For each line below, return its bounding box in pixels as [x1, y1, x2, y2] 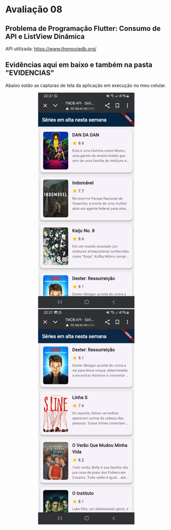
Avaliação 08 [5, 4, 63, 15]
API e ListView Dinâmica [5, 32, 85, 41]
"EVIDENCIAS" [5, 68, 54, 78]
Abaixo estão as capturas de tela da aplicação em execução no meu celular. [5, 82, 166, 88]
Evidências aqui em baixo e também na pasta [5, 61, 153, 69]
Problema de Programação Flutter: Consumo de [5, 24, 161, 33]
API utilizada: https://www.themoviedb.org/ [5, 46, 97, 52]
